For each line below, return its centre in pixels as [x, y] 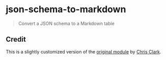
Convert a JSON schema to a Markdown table [66, 23]
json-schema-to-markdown [66, 9]
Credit [16, 39]
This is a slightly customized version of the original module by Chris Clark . [84, 51]
